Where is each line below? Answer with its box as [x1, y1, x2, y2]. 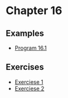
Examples [6, 28, 44, 39]
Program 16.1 [14, 44, 47, 51]
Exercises [6, 62, 44, 72]
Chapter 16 [6, 4, 62, 18]
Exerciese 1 [14, 78, 43, 86]
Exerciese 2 [14, 85, 45, 92]
